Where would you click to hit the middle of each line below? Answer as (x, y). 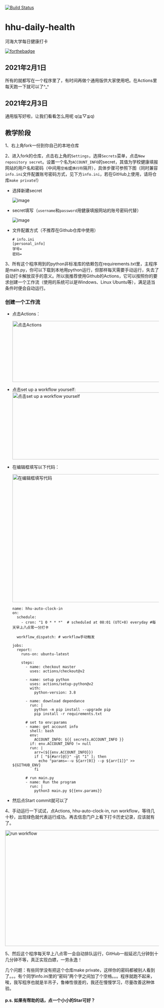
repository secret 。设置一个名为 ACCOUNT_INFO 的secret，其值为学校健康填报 (82, 162)
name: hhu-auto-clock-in (37, 608)
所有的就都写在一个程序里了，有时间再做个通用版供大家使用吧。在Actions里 (81, 80)
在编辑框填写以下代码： (36, 467)
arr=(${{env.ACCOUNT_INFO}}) (64, 752)
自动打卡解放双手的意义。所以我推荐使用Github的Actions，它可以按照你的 (79, 276)
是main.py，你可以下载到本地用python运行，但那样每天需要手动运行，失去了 (82, 270)
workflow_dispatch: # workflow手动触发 (56, 637)
